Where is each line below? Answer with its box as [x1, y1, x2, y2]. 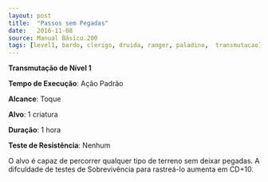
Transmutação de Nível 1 [8, 63, 92, 73]
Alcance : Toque [8, 94, 61, 104]
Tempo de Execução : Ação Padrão [8, 79, 124, 89]
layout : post [8, 11, 52, 20]
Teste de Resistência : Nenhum [8, 140, 111, 150]
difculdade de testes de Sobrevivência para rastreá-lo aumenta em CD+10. [8, 164, 254, 174]
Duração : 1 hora [8, 125, 61, 135]
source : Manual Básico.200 [8, 34, 98, 42]
